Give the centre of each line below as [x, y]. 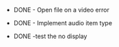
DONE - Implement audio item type [63, 23]
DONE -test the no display [50, 36]
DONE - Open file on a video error [61, 10]
